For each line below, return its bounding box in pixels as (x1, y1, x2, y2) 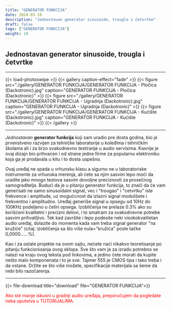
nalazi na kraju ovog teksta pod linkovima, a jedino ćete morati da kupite (5, 251, 157, 257)
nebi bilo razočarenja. (5, 268, 51, 274)
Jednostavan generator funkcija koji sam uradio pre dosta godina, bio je (5, 134, 158, 140)
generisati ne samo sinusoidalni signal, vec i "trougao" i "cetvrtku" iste (5, 187, 153, 194)
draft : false (5, 21, 33, 27)
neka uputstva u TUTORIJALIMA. (5, 298, 75, 304)
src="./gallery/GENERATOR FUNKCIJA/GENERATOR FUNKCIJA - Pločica (5, 82, 157, 88)
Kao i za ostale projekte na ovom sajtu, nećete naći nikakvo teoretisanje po (5, 241, 162, 247)
